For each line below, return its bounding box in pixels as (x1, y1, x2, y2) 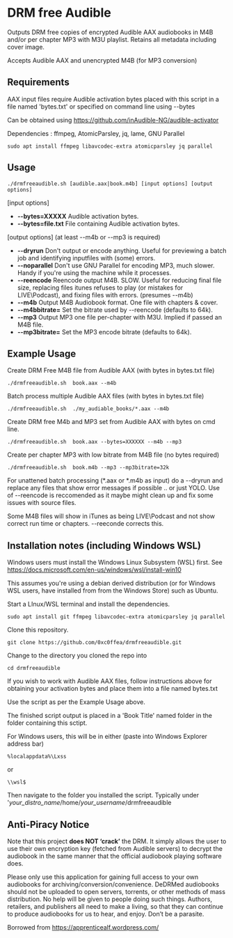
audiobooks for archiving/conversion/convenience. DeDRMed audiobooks (7, 880, 220, 889)
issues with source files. (7, 499, 77, 507)
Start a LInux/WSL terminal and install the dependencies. (7, 600, 170, 609)
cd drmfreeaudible (7, 665, 61, 672)
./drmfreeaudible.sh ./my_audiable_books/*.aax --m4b (7, 405, 170, 412)
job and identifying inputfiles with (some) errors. (17, 253, 156, 262)
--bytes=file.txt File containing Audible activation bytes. (17, 219, 180, 228)
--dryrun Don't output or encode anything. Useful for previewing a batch (17, 246, 227, 255)
